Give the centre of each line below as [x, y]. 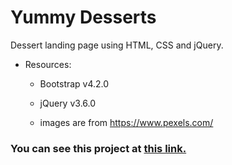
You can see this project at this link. [98, 148]
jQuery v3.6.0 [68, 103]
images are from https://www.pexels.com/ [126, 122]
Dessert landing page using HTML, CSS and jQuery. [117, 45]
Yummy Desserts [83, 17]
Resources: [48, 64]
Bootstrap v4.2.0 [74, 83]
